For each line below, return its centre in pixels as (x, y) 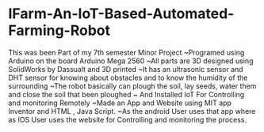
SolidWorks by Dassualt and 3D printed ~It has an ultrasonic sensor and (126, 69)
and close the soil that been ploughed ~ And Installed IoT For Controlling (126, 94)
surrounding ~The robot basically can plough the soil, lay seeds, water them (132, 86)
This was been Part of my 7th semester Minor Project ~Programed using (126, 52)
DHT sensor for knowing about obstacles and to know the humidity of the (128, 77)
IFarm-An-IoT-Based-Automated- (121, 14)
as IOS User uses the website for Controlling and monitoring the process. (128, 119)
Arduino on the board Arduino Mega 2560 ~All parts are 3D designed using (131, 61)
